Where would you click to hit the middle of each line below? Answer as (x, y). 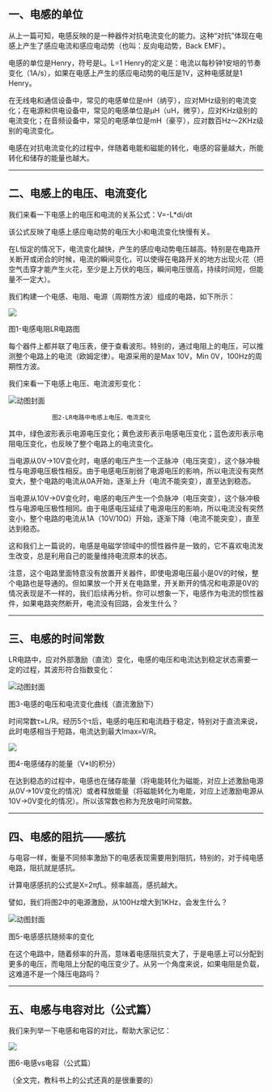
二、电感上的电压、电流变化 (78, 194)
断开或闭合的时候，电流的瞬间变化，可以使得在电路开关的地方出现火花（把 (139, 259)
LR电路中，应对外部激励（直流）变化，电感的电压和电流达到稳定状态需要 (130, 660)
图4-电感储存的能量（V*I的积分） (64, 764)
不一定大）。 (35, 279)
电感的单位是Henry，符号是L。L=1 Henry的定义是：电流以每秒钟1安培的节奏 (135, 62)
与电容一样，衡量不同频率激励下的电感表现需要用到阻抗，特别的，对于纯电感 (136, 858)
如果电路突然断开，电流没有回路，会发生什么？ (100, 603)
